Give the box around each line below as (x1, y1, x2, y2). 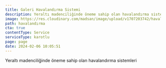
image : (5, 16, 19, 21)
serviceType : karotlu (5, 35, 50, 40)
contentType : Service (5, 30, 50, 35)
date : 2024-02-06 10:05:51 (5, 44, 61, 49)
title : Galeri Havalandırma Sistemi (5, 7, 81, 12)
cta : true (5, 26, 26, 31)
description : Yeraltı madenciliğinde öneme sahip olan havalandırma (5, 12, 149, 17)
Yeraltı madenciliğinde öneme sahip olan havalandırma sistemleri (5, 57, 137, 63)
